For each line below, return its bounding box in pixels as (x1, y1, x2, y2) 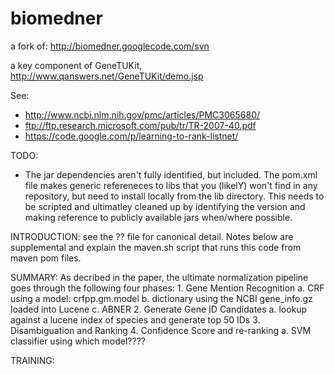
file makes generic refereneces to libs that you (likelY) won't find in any (24, 179, 318, 191)
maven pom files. (10, 252, 82, 264)
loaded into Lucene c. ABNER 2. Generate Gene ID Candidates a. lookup (10, 303, 308, 315)
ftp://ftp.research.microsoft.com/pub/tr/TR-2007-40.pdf (24, 119, 257, 131)
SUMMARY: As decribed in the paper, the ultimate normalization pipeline (10, 271, 309, 283)
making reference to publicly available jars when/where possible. (24, 211, 293, 223)
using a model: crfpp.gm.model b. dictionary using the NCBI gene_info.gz (10, 292, 313, 304)
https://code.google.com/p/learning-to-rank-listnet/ (24, 130, 239, 142)
